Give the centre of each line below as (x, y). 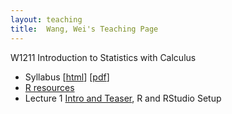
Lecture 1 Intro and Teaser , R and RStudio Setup (123, 98)
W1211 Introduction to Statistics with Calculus (103, 57)
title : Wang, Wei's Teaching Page (84, 29)
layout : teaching (46, 19)
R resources (49, 87)
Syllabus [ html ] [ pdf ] (67, 77)
